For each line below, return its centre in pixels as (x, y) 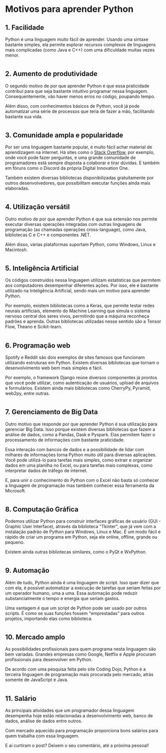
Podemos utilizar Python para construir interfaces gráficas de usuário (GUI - (83, 521)
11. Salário (21, 698)
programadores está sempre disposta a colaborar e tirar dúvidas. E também (83, 163)
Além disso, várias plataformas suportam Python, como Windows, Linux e (81, 244)
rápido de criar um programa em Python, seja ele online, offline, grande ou (81, 537)
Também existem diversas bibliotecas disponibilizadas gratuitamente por (80, 178)
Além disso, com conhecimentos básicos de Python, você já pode (72, 106)
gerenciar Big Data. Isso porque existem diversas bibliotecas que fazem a (80, 429)
